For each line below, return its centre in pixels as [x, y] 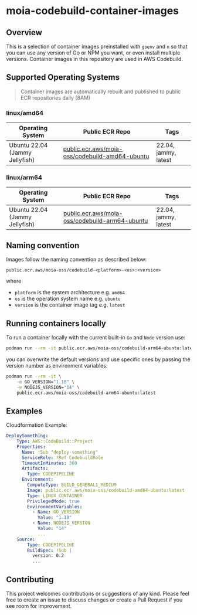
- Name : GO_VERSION [56, 512]
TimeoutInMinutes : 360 [49, 463]
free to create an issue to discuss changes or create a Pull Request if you [94, 600]
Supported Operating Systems [63, 77]
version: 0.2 [48, 556]
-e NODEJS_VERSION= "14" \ [48, 387]
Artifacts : [35, 468]
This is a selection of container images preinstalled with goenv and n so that [97, 46]
